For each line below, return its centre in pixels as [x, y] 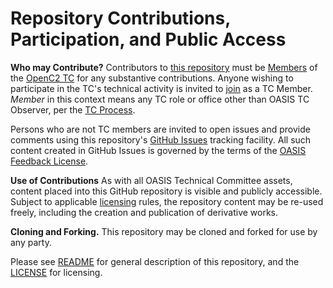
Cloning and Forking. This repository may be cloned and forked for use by [164, 231]
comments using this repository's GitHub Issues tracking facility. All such [161, 139]
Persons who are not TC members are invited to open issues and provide [160, 129]
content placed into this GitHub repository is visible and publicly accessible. [166, 191]
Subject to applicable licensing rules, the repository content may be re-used [167, 201]
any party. [31, 242]
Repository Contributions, [120, 18]
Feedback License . [49, 161]
